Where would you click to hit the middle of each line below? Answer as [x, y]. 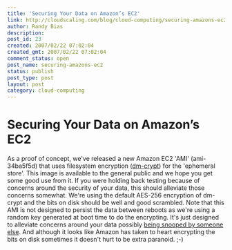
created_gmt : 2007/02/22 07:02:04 [57, 52]
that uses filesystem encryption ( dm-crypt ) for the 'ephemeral [127, 166]
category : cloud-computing [46, 90]
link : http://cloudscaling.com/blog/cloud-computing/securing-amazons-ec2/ [118, 20]
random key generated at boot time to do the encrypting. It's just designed [113, 218]
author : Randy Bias [35, 26]
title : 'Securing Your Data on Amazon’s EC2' [74, 13]
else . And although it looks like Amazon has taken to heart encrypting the [111, 232]
